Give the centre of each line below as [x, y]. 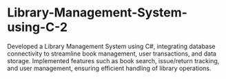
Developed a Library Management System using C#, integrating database [111, 46]
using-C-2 [37, 27]
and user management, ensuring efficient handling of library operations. [109, 68]
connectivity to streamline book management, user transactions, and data [112, 54]
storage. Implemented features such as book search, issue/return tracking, [113, 60]
